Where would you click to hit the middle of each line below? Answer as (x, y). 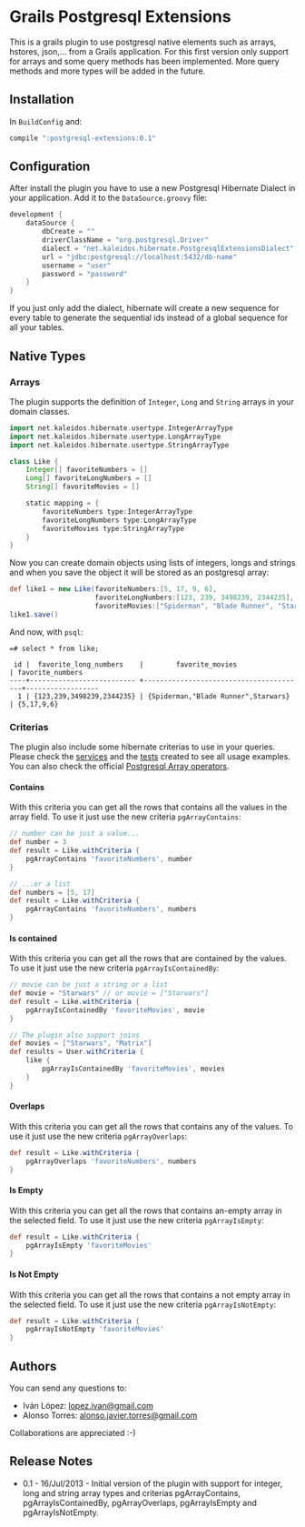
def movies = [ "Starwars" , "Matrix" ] (81, 1043)
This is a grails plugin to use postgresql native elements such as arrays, (143, 42)
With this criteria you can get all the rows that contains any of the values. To (151, 1126)
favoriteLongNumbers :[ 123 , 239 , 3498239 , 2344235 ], (195, 598)
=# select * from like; (54, 648)
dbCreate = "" (69, 232)
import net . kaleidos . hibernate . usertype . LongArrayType (115, 437)
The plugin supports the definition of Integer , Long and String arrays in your (152, 401)
